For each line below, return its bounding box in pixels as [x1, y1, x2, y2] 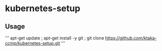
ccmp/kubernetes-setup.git [5, 40, 60, 46]
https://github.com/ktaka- [105, 35, 157, 41]
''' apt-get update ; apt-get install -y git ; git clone [5, 35, 105, 41]
